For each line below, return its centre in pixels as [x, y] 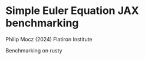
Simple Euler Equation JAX [72, 11]
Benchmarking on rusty [34, 50]
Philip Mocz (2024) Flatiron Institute [49, 39]
